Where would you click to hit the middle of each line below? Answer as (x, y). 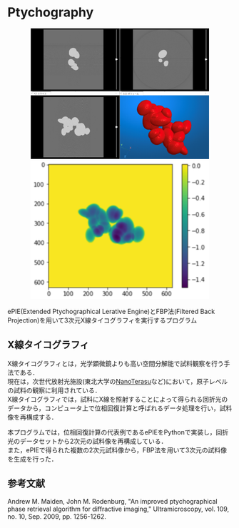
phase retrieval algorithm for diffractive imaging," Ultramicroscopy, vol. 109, (118, 509)
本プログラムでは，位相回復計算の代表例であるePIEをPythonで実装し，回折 (118, 432)
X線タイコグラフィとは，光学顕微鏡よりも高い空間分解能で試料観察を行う (116, 363)
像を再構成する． (32, 417)
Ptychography (51, 12)
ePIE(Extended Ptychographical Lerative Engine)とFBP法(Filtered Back (111, 311)
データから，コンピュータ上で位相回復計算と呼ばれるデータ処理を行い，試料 (120, 408)
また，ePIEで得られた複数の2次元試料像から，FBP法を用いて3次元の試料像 (117, 450)
